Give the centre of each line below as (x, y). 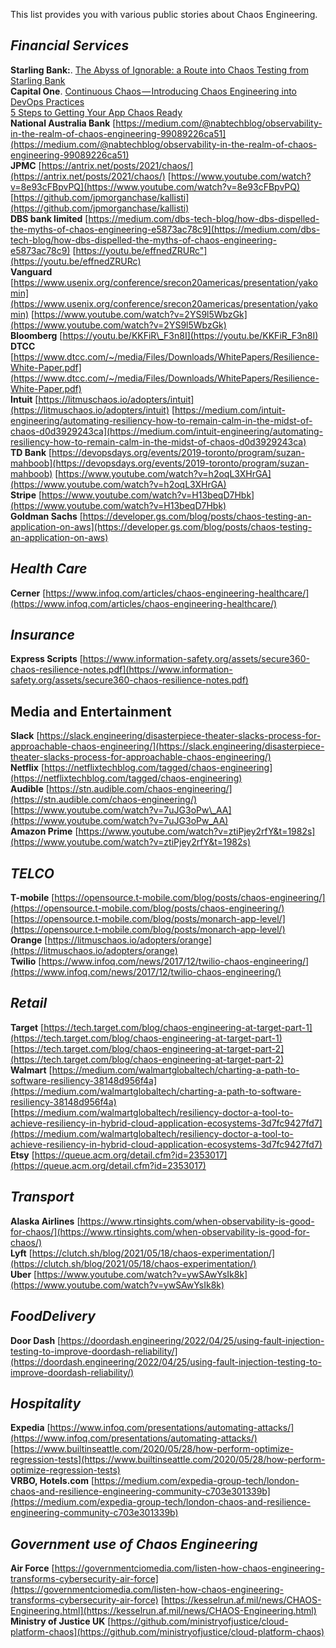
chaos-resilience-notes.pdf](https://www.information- (121, 670)
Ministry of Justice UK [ (61, 1621)
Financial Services (70, 45)
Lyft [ (21, 1253)
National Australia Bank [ (63, 123)
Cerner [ (28, 593)
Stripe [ (26, 495)
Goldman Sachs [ (46, 516)
